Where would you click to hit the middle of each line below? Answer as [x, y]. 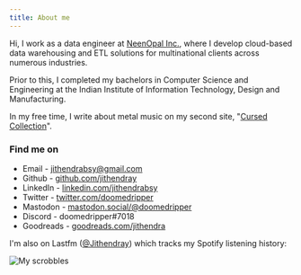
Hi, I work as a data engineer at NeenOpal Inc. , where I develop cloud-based [151, 43]
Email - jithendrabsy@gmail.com [82, 168]
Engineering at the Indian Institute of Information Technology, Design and [145, 89]
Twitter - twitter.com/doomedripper [88, 197]
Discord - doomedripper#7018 [78, 216]
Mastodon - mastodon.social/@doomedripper [107, 207]
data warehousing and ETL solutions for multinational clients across [134, 53]
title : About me [40, 18]
